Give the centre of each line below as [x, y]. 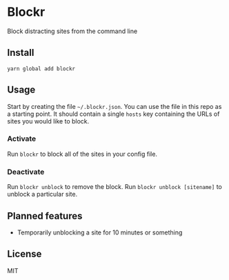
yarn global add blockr [41, 69]
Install [21, 53]
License [24, 254]
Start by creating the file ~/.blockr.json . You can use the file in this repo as [114, 106]
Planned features [45, 216]
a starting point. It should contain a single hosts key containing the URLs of [113, 114]
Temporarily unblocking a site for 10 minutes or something [100, 232]
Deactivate [26, 172]
